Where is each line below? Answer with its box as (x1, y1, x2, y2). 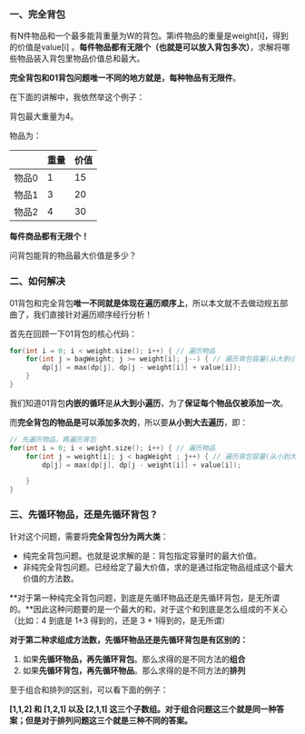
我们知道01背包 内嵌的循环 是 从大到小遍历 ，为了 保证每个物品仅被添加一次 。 (9, 397, 289, 408)
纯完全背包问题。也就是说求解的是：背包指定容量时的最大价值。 (22, 550, 261, 560)
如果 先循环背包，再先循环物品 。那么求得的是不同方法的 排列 (22, 665, 246, 676)
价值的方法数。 (22, 572, 79, 583)
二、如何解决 (9, 275, 66, 288)
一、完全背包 (9, 7, 66, 20)
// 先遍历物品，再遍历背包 (9, 434, 97, 444)
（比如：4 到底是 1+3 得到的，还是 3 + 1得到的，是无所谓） (9, 615, 230, 626)
